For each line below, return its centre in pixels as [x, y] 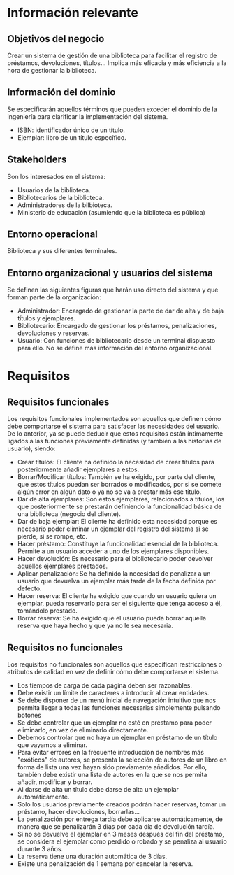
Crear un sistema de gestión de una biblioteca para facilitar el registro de [112, 55]
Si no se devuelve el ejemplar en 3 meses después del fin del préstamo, [121, 834]
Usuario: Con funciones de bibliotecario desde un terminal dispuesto [116, 341]
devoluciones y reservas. [53, 333]
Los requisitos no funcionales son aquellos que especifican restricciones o [115, 664]
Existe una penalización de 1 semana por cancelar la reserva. [105, 864]
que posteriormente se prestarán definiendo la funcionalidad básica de [119, 507]
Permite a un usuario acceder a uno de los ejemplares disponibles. [113, 551]
